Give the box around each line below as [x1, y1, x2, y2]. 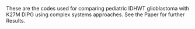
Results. [6, 17, 26, 24]
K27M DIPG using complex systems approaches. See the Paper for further [6, 11, 185, 18]
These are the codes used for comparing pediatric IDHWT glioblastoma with [6, 5, 190, 12]
